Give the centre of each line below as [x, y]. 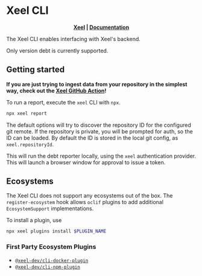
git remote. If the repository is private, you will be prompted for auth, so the [99, 131]
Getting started [36, 70]
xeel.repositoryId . [30, 144]
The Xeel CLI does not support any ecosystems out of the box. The [90, 196]
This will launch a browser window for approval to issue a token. [86, 162]
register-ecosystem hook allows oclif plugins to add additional [85, 202]
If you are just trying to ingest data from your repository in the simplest [97, 84]
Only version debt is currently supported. [57, 50]
